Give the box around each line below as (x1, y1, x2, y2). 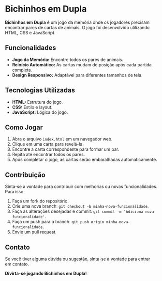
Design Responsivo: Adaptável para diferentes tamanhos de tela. (12, 72, 143, 78)
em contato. (5, 261, 29, 267)
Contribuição (5, 171, 46, 179)
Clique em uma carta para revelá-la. (12, 141, 84, 147)
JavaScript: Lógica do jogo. (12, 109, 68, 115)
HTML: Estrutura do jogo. (12, 99, 63, 105)
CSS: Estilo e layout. (12, 104, 53, 110)
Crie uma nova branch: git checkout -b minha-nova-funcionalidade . (12, 203, 149, 209)
